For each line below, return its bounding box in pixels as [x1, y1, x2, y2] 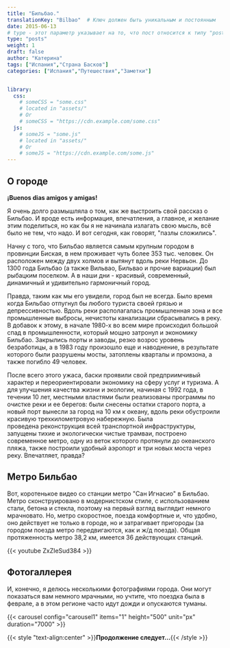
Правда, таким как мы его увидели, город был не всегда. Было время [7, 291, 213, 300]
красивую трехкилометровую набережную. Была [7, 414, 153, 423]
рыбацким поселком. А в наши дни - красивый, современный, [7, 271, 190, 279]
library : [7, 86, 32, 93]
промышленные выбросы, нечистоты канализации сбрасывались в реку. [7, 313, 222, 322]
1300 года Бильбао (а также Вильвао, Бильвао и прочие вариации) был [7, 264, 216, 272]
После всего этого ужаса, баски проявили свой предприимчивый [7, 370, 201, 379]
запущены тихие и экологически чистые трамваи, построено [7, 429, 187, 437]
